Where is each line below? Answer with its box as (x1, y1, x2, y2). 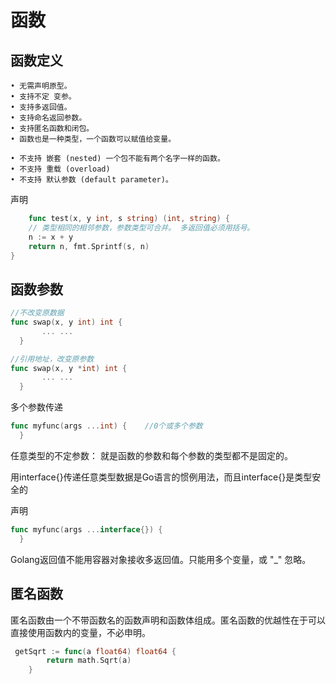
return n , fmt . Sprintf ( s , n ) (28, 241, 150, 251)
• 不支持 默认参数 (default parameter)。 (10, 175, 173, 185)
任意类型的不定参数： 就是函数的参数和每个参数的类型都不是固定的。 (10, 449, 293, 461)
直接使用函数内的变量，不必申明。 (10, 626, 151, 638)
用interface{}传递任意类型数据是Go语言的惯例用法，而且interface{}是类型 (10, 471, 313, 483)
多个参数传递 (10, 401, 63, 413)
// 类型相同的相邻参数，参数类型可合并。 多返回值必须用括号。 (28, 222, 255, 233)
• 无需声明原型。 (10, 81, 72, 91)
